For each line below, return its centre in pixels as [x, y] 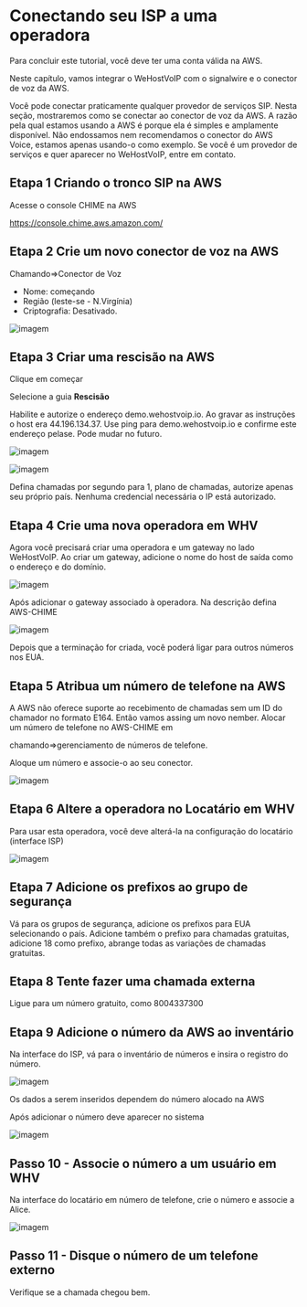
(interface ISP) [37, 841]
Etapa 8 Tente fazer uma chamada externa [132, 982]
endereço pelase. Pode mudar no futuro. [86, 434]
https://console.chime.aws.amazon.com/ [86, 223]
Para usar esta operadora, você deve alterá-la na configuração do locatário [152, 831]
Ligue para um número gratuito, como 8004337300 [106, 1004]
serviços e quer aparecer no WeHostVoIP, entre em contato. [122, 154]
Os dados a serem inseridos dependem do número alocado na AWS [137, 1100]
